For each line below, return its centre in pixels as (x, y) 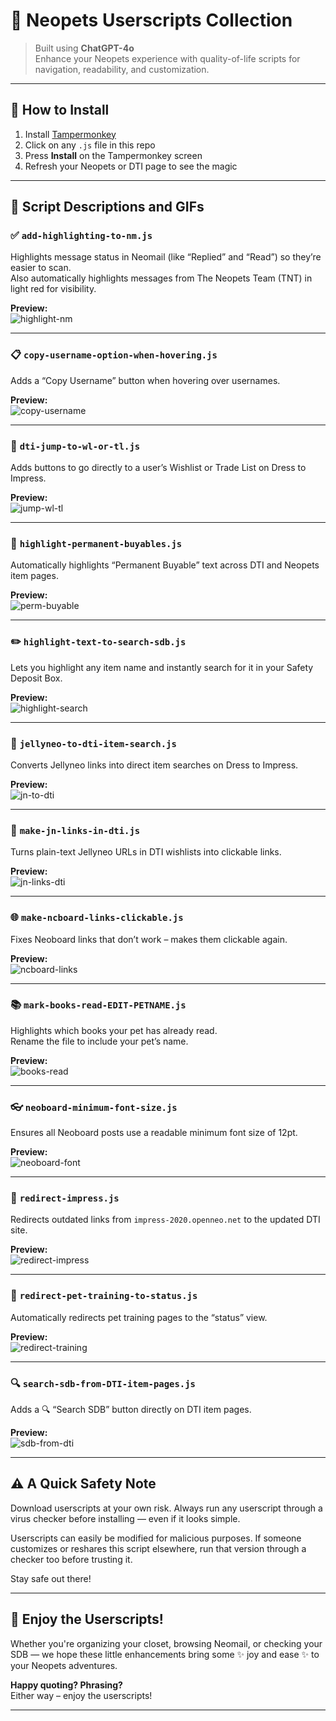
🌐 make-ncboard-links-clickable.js (97, 917)
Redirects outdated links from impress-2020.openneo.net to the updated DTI (165, 1220)
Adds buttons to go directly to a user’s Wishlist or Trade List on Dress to (158, 468)
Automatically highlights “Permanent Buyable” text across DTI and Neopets (165, 565)
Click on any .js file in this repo (90, 145)
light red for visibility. (53, 289)
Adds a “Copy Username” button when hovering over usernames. (145, 380)
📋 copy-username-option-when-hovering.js (114, 355)
